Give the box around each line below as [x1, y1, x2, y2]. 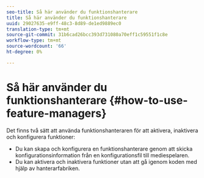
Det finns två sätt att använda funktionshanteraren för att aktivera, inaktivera [6, 127, 199, 134]
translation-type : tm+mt [6, 26, 70, 32]
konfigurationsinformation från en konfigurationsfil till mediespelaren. [15, 151, 189, 159]
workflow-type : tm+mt [6, 37, 62, 43]
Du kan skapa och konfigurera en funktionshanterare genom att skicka [15, 145, 193, 152]
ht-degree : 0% [6, 49, 43, 55]
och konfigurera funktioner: [6, 133, 75, 141]
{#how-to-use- [109, 93, 188, 107]
